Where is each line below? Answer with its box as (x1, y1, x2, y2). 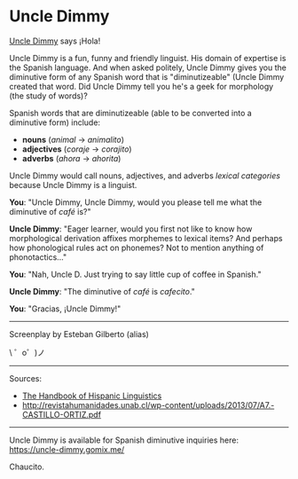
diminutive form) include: (9, 117, 100, 128)
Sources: (9, 373, 43, 383)
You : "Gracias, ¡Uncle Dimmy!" (9, 303, 122, 314)
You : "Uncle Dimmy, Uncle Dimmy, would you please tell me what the (9, 197, 263, 208)
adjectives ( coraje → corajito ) (21, 144, 132, 154)
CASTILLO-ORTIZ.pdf (21, 409, 102, 420)
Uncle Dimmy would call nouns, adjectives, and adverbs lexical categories (9, 170, 281, 181)
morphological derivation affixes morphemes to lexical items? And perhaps (9, 232, 283, 243)
